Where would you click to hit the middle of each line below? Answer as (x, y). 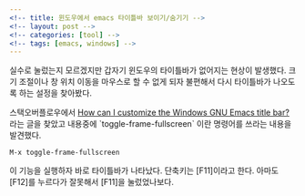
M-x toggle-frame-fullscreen (65, 153)
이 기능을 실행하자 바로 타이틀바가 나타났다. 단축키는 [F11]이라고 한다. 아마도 (144, 170)
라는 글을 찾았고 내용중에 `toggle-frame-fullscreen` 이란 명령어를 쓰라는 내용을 (151, 124)
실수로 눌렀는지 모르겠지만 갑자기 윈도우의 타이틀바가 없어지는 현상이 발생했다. (148, 70)
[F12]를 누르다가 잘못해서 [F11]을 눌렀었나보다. (92, 182)
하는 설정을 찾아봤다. (56, 93)
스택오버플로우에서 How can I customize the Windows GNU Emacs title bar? (149, 113)
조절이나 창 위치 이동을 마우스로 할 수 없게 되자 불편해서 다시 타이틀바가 (145, 82)
